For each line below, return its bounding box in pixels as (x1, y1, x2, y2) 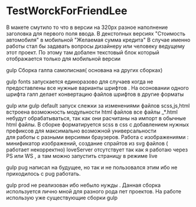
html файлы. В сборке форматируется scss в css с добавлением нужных (6, 121, 190, 128)
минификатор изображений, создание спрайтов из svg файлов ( (6, 140, 168, 147)
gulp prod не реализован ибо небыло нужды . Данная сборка (6, 182, 161, 189)
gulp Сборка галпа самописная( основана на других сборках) (6, 66, 163, 73)
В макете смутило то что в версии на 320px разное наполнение (6, 24, 168, 31)
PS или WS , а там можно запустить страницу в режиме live (6, 152, 158, 159)
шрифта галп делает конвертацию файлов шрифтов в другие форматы (6, 90, 184, 98)
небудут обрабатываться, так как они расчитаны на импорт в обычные (6, 114, 187, 122)
